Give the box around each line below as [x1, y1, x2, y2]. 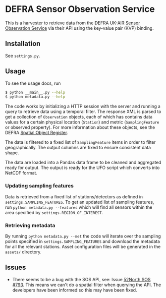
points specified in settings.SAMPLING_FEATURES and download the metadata [5, 238, 160, 244]
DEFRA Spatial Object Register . [5, 130, 68, 136]
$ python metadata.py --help [5, 94, 65, 100]
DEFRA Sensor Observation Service [5, 3, 155, 15]
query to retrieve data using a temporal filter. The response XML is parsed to [5, 109, 162, 115]
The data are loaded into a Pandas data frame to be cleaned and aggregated [5, 160, 162, 166]
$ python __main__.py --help [5, 90, 65, 95]
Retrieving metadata [5, 222, 55, 229]
